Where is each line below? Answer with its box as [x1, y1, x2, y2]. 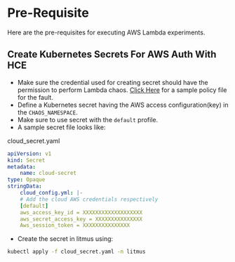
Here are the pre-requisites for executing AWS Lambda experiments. [7, 28, 206, 37]
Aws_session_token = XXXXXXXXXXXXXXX [20, 222, 130, 229]
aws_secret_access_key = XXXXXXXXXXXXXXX [20, 216, 142, 223]
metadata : [7, 163, 36, 170]
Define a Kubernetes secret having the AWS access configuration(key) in [17, 100, 229, 109]
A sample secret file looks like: [17, 123, 106, 131]
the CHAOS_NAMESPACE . [17, 107, 79, 117]
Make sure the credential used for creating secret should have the [17, 78, 208, 86]
